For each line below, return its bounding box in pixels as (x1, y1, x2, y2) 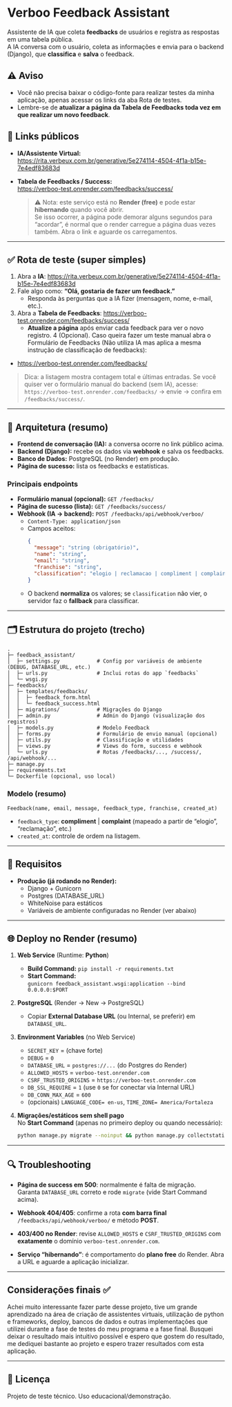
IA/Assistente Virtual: (17, 149, 81, 157)
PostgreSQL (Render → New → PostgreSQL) (17, 999, 144, 1007)
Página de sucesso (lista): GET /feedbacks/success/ (17, 503, 166, 511)
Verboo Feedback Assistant (7, 5, 171, 21)
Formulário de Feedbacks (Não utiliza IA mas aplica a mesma (27, 338, 202, 347)
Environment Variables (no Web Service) (17, 1033, 136, 1041)
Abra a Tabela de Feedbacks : (17, 309, 102, 317)
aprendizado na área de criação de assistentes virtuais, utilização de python (7, 1310, 224, 1318)
